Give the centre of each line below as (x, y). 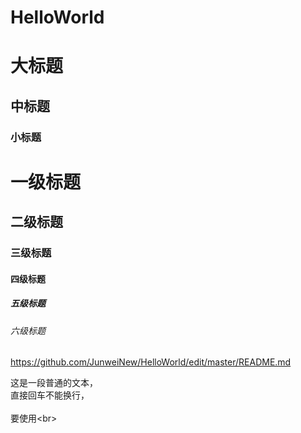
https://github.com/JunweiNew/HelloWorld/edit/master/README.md (151, 362)
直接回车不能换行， (50, 395)
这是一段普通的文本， (54, 383)
